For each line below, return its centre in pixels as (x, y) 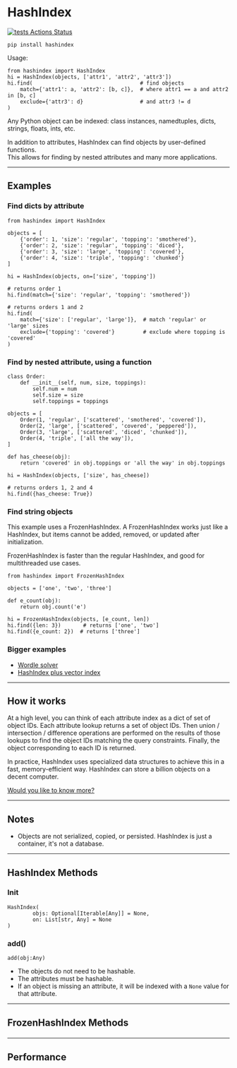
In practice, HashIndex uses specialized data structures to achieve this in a (116, 762)
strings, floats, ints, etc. (41, 128)
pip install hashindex (41, 44)
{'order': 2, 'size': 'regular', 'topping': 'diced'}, (102, 245)
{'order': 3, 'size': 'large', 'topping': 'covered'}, (102, 251)
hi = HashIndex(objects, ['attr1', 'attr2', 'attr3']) (90, 77)
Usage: (18, 58)
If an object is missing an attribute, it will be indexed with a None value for (123, 986)
